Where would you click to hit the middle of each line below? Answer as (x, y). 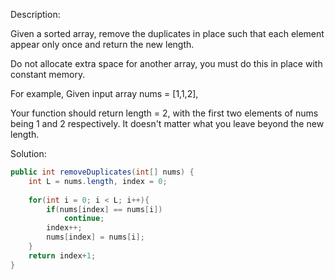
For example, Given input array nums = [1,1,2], (104, 93)
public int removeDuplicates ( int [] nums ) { (102, 172)
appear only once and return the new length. (102, 44)
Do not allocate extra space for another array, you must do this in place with (166, 63)
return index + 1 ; (62, 255)
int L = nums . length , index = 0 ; (98, 181)
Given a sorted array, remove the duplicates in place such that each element (167, 33)
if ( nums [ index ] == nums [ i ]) (104, 209)
